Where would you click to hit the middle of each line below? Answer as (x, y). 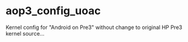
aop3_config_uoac (53, 11)
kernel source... (25, 33)
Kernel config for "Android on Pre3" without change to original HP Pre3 (94, 27)
